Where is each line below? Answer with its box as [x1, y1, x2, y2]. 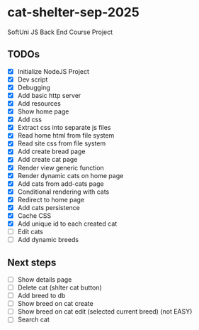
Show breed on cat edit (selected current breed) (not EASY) [17, 307, 193, 316]
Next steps [7, 256, 57, 268]
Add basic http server [17, 91, 81, 99]
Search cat [17, 315, 50, 324]
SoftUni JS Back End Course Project [7, 28, 113, 36]
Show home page [17, 107, 69, 116]
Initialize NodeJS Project [17, 67, 90, 75]
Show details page [17, 275, 72, 284]
